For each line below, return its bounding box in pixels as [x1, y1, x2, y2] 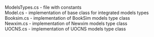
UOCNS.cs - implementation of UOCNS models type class [5, 26, 126, 32]
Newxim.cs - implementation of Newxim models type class [5, 20, 128, 26]
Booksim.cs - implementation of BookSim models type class [5, 15, 130, 21]
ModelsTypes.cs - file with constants [5, 5, 82, 10]
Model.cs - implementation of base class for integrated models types [5, 10, 149, 16]
